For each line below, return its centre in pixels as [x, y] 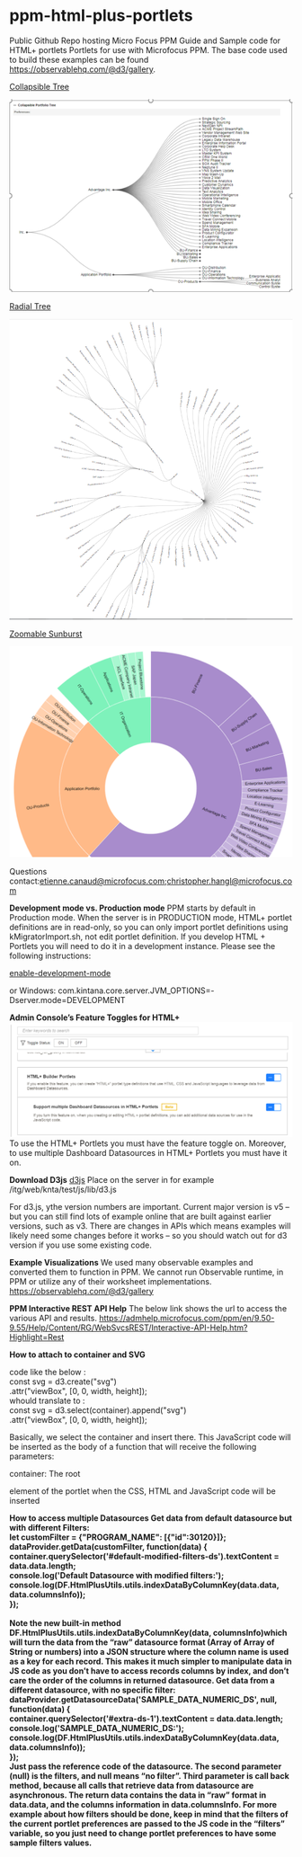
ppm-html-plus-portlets [101, 16]
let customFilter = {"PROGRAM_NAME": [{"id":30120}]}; [118, 1537]
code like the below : [48, 1372]
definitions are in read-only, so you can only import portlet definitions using [149, 928]
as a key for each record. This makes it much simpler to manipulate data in [151, 1661]
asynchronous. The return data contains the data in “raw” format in [138, 1795]
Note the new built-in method [65, 1622]
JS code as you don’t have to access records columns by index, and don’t [149, 1670]
